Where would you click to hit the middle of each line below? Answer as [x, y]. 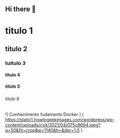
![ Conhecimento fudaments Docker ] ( [45, 115]
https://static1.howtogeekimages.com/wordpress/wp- [60, 120]
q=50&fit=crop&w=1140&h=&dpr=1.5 [43, 131]
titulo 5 [13, 86]
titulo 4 [13, 75]
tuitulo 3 [15, 63]
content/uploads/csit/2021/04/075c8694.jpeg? [53, 125]
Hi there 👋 [21, 9]
